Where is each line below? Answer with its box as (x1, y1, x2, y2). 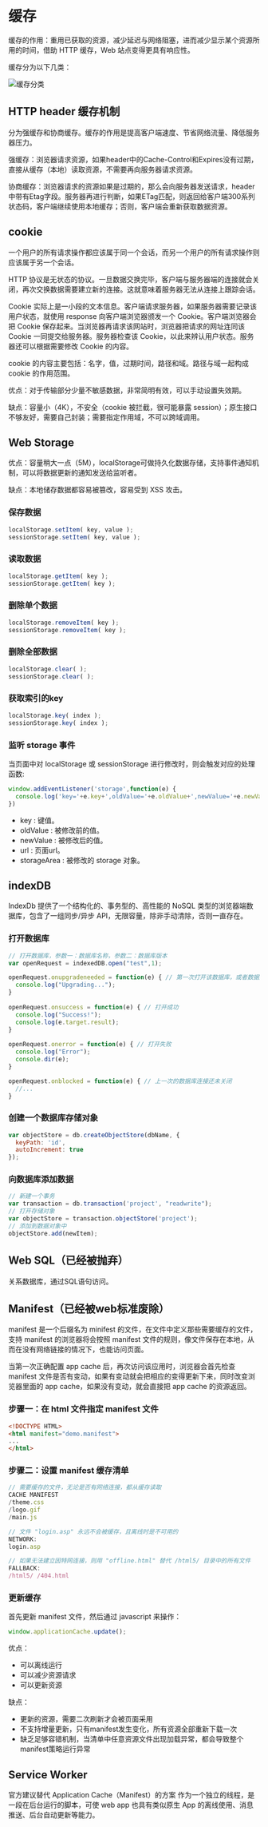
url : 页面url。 (19, 845, 65, 855)
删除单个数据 (8, 600, 58, 611)
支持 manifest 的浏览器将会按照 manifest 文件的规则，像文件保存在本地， (8, 1335, 248, 1344)
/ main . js (8, 1513, 37, 1521)
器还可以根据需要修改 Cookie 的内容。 (8, 341, 134, 351)
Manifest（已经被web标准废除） (8, 1302, 170, 1316)
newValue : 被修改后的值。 (19, 835, 108, 845)
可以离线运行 (19, 1660, 62, 1670)
